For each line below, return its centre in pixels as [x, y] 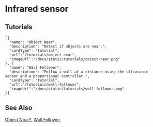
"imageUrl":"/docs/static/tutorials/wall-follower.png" [67, 89]
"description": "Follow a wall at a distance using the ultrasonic [79, 72]
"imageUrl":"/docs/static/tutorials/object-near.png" [65, 59]
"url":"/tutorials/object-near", [43, 55]
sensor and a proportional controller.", [47, 76]
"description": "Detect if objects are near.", [58, 47]
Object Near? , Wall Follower [33, 119]
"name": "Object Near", [33, 42]
